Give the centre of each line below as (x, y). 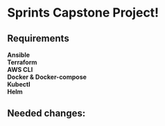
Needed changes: (46, 113)
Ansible (18, 55)
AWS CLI (20, 70)
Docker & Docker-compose (47, 77)
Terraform (22, 62)
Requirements (38, 38)
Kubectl (19, 84)
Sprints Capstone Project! (83, 13)
